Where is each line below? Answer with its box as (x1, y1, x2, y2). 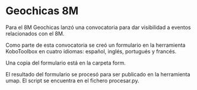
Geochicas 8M (5, 4, 78, 18)
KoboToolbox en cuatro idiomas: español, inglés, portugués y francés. (5, 47, 177, 54)
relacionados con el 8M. (5, 30, 65, 37)
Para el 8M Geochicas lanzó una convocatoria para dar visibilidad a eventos (5, 24, 191, 31)
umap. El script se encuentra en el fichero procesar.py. (5, 77, 139, 84)
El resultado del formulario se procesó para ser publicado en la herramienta (5, 70, 190, 78)
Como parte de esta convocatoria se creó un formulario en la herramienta (5, 41, 186, 49)
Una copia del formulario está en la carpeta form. (5, 59, 126, 66)
